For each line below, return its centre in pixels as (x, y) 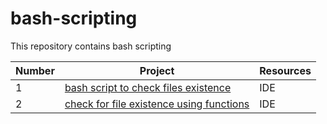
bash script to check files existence (148, 87)
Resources (285, 70)
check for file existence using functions (157, 104)
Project (157, 70)
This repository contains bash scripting (91, 46)
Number (35, 70)
